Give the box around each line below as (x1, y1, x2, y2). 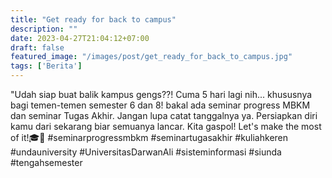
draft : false (10, 42, 65, 53)
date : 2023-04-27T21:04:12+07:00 (10, 33, 150, 43)
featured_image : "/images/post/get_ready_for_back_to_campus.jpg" (10, 52, 293, 62)
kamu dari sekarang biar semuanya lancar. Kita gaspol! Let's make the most (10, 121, 322, 132)
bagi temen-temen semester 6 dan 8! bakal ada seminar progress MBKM (10, 99, 311, 111)
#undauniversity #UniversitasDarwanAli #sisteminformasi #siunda (10, 146, 282, 158)
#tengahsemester (10, 157, 83, 168)
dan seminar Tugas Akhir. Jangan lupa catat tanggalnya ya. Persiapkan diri (10, 110, 318, 121)
